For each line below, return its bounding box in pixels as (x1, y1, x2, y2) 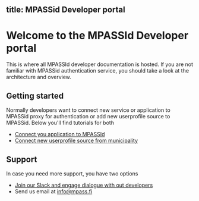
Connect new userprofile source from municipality (14, 137, 138, 145)
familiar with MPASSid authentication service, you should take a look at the (6, 67, 189, 74)
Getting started (6, 90, 64, 100)
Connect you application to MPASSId (14, 131, 105, 138)
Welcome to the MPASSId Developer (6, 29, 189, 42)
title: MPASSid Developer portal (6, 5, 126, 15)
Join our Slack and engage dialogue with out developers (14, 181, 153, 189)
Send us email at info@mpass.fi (14, 187, 93, 195)
